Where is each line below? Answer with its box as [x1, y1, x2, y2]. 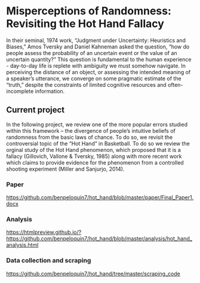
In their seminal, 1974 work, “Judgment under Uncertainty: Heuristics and [6, 36, 186, 44]
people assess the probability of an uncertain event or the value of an [6, 49, 177, 56]
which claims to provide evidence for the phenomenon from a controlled [6, 159, 184, 166]
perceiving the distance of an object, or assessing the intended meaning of [6, 68, 191, 75]
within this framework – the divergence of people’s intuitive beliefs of [6, 127, 176, 134]
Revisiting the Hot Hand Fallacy [6, 17, 164, 31]
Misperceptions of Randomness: [6, 4, 172, 18]
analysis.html [6, 241, 39, 249]
